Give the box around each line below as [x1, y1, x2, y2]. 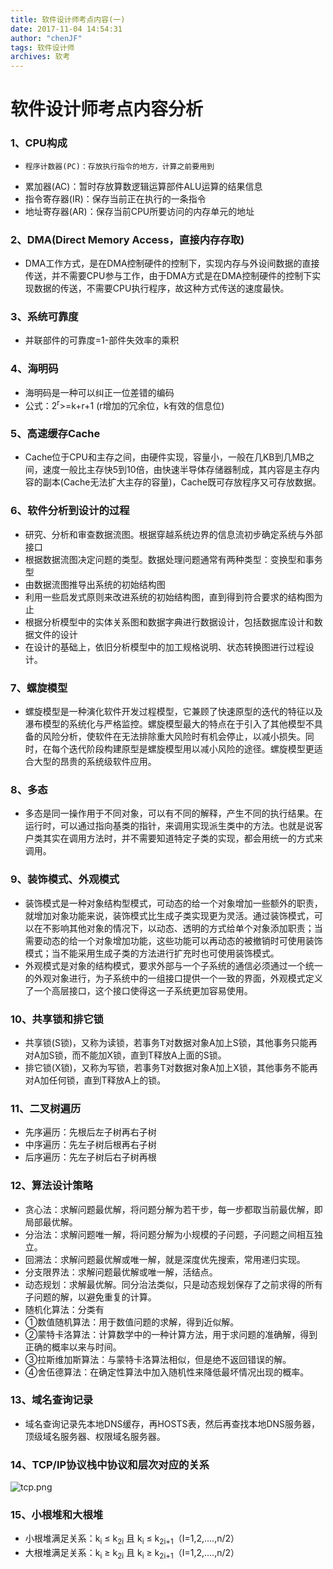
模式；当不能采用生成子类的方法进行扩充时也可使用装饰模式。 [24, 947, 280, 959]
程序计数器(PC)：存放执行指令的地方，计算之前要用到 [24, 161, 215, 171]
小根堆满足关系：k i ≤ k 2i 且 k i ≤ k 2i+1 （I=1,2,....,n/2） [24, 1532, 240, 1547]
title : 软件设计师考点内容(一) [10, 14, 126, 25]
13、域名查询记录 [10, 1393, 94, 1407]
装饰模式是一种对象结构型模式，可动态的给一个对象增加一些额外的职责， [24, 897, 323, 909]
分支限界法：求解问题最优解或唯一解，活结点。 [24, 1266, 218, 1278]
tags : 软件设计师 [10, 42, 75, 53]
